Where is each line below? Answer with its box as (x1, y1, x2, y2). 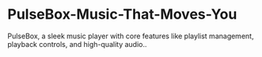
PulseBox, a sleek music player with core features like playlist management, (7, 31, 254, 41)
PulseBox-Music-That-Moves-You (7, 5, 237, 23)
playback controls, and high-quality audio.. (7, 39, 147, 48)
